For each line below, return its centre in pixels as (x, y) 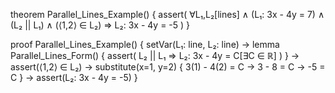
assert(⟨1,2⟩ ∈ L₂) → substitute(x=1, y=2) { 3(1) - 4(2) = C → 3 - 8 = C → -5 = (168, 67)
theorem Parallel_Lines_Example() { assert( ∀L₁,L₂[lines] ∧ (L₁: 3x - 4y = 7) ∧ (167, 14)
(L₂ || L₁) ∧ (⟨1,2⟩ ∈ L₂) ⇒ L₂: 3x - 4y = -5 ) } (100, 25)
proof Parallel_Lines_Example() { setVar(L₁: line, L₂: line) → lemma (145, 44)
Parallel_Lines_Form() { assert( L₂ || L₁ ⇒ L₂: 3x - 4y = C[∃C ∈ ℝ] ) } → (155, 55)
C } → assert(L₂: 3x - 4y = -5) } (74, 77)
